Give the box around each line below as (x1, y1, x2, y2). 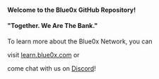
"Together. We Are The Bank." (7, 22, 98, 30)
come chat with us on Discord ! (7, 64, 97, 73)
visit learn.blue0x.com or (7, 50, 80, 59)
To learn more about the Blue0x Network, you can (7, 37, 153, 45)
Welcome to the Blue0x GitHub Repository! (7, 6, 136, 14)
